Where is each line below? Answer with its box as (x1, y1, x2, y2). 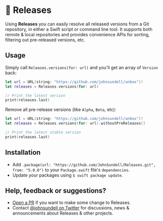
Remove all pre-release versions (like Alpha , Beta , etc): (5, 107, 117, 112)
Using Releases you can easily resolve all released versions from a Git (5, 21, 149, 27)
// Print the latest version (5, 93, 66, 98)
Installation (5, 148, 41, 157)
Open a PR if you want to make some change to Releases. (12, 200, 131, 206)
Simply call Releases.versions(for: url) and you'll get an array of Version (5, 64, 158, 70)
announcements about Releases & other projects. (12, 210, 113, 216)
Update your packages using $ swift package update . (12, 172, 123, 178)
